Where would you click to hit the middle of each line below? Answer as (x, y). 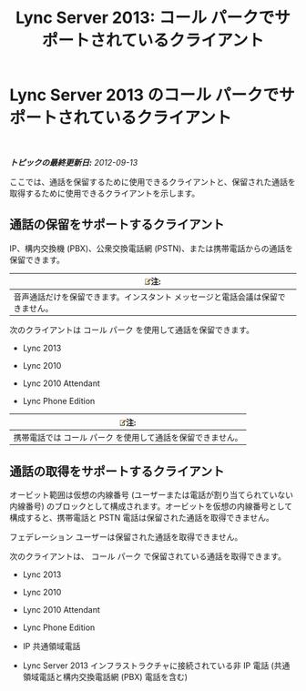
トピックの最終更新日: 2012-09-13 (74, 162)
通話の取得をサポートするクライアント (117, 471)
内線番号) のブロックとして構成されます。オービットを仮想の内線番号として (151, 506)
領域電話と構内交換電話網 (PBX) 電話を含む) (105, 677)
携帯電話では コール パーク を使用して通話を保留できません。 (128, 437)
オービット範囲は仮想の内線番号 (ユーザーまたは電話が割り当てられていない (152, 495)
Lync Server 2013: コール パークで (145, 18)
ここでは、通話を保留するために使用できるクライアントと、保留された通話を (153, 181)
